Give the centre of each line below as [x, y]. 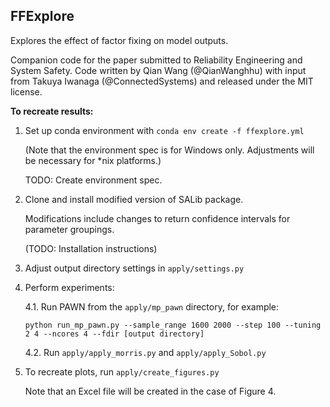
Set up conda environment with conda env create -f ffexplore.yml [164, 130]
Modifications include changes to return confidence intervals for [157, 218]
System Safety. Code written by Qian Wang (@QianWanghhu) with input [158, 70]
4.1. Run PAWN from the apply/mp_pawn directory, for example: [152, 306]
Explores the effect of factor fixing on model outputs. [119, 40]
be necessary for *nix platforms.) [93, 160]
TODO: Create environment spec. [93, 180]
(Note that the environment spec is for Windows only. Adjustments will [169, 150]
